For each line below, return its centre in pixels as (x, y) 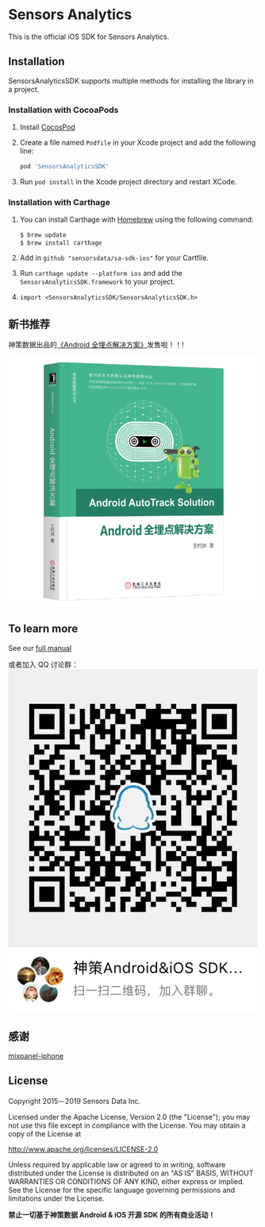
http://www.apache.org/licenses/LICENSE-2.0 (83, 1149)
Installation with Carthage (60, 202)
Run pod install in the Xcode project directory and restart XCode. (128, 181)
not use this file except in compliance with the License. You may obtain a (127, 1125)
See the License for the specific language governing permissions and (122, 1190)
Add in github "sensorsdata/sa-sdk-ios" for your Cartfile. (114, 258)
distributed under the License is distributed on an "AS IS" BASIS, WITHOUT (131, 1173)
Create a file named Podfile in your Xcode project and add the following (138, 143)
